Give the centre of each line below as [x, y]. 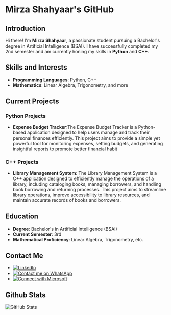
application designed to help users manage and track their [88, 132]
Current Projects [32, 102]
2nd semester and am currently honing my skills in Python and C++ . [77, 51]
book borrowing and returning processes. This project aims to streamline [89, 189]
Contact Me [24, 256]
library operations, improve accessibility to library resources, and [81, 195]
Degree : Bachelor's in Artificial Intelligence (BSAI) [65, 229]
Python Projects [26, 116]
